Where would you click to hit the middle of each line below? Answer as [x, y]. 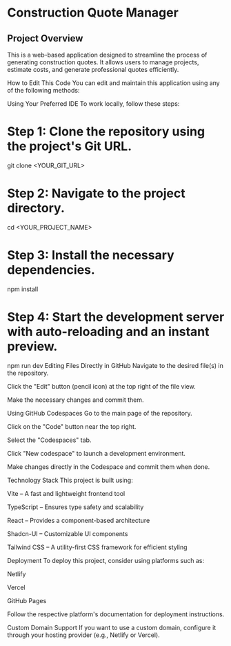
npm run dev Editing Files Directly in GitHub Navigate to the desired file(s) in [115, 365]
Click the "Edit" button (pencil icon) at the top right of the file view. [101, 386]
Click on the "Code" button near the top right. [72, 426]
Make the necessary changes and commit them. [76, 400]
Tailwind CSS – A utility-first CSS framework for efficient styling [97, 547]
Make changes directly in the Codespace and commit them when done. [109, 467]
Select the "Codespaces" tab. [49, 440]
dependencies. [51, 270]
